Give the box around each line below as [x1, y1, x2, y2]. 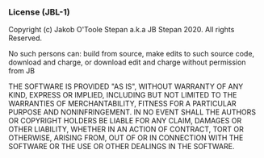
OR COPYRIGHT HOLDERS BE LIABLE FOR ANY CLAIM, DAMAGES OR [8, 116, 242, 126]
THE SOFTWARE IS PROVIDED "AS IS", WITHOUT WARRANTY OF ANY [8, 81, 244, 91]
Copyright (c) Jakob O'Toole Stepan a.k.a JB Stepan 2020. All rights [8, 25, 235, 35]
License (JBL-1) [8, 6, 70, 18]
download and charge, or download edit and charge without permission [8, 57, 246, 67]
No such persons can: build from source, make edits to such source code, [8, 49, 255, 59]
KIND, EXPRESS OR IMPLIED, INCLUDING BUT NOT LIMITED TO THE [8, 90, 237, 100]
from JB [8, 66, 35, 76]
